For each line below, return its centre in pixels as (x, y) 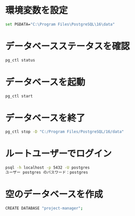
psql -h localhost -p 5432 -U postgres (48, 168)
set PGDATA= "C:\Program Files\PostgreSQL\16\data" (60, 24)
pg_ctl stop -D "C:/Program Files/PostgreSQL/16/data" (65, 132)
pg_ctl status (20, 60)
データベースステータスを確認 (67, 46)
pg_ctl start (19, 96)
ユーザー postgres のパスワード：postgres (47, 173)
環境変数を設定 (37, 10)
